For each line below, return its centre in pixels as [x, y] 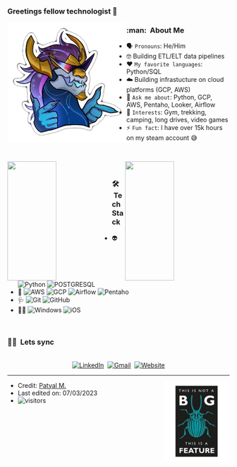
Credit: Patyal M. [42, 385]
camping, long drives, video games [177, 120]
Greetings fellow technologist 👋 [62, 11]
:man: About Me [156, 30]
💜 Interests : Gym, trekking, [166, 112]
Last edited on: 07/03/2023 [57, 393]
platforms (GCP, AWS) [159, 90]
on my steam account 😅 [162, 138]
